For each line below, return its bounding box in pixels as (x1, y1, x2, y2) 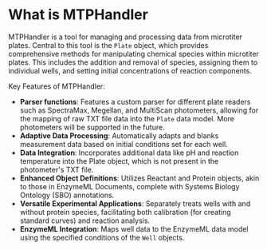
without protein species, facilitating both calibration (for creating (19, 207, 231, 216)
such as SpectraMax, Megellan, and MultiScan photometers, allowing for (19, 105, 259, 115)
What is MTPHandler (8, 6, 149, 24)
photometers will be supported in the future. (19, 122, 165, 132)
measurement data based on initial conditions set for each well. (19, 139, 229, 149)
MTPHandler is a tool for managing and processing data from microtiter (8, 32, 243, 42)
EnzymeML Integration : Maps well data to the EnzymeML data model (19, 224, 249, 233)
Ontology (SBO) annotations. (19, 190, 115, 200)
